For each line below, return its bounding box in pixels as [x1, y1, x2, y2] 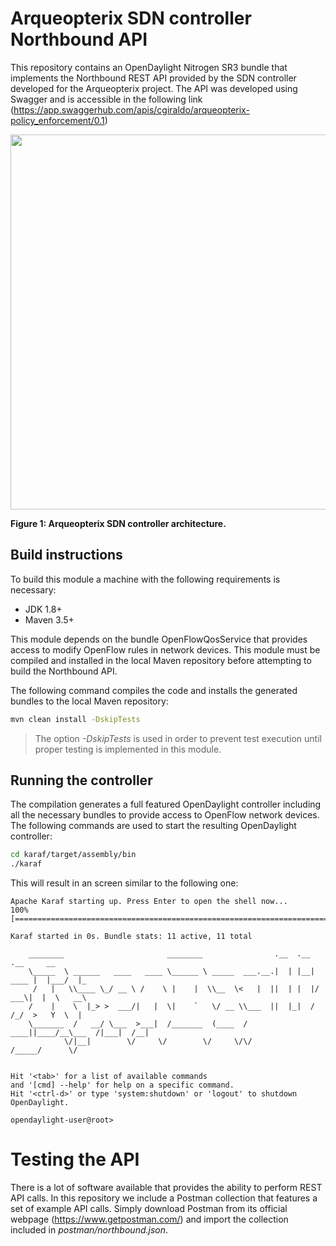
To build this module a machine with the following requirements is [10, 573, 281, 585]
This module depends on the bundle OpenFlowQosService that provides [10, 633, 308, 645]
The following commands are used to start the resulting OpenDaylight [10, 820, 297, 832]
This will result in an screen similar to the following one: [10, 877, 239, 889]
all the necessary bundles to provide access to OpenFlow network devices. [10, 809, 320, 821]
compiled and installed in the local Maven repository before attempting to [10, 654, 312, 666]
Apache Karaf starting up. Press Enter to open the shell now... [10, 897, 288, 907]
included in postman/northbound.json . [10, 1224, 169, 1236]
